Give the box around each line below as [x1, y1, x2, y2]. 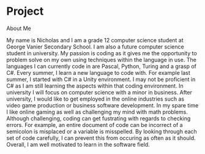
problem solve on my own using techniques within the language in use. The [6, 56, 197, 63]
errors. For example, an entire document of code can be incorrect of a [6, 121, 183, 128]
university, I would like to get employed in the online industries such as [6, 95, 185, 102]
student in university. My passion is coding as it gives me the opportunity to [6, 49, 197, 56]
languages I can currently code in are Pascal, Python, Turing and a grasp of [6, 63, 197, 70]
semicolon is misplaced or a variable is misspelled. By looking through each [6, 128, 197, 135]
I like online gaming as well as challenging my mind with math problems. [6, 108, 188, 115]
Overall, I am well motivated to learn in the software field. [6, 141, 150, 148]
